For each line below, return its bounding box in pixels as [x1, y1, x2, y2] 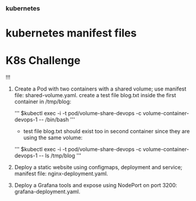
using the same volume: [23, 134, 83, 142]
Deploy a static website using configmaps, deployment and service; [14, 164, 183, 171]
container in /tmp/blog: [14, 98, 72, 106]
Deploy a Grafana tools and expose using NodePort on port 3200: [14, 182, 178, 189]
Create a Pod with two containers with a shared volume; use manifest [14, 85, 187, 92]
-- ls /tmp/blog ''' [38, 152, 82, 160]
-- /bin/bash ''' [38, 116, 76, 124]
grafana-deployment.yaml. [14, 188, 81, 196]
